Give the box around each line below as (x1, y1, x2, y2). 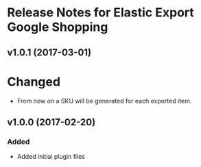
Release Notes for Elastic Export (7, 5, 194, 21)
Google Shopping (7, 19, 108, 35)
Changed (7, 74, 60, 90)
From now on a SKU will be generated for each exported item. (16, 97, 192, 105)
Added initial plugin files (16, 153, 86, 161)
